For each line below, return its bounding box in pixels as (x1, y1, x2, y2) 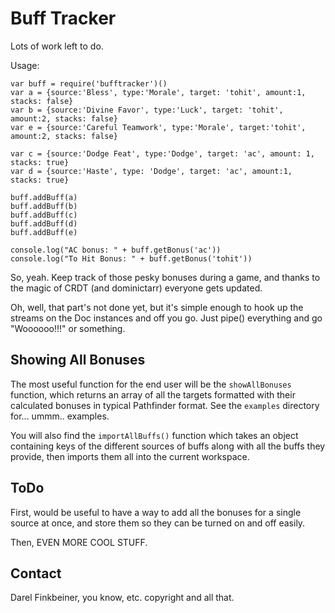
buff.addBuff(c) (10, 210, 78, 220)
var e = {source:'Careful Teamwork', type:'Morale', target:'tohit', (10, 122, 307, 132)
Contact (10, 565, 62, 582)
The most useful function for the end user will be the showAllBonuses (10, 378, 292, 390)
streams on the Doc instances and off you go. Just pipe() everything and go (10, 312, 323, 324)
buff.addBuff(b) (10, 201, 78, 211)
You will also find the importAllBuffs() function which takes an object (10, 429, 299, 441)
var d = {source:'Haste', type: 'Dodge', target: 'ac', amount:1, (10, 166, 293, 176)
